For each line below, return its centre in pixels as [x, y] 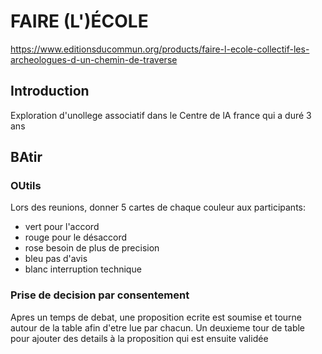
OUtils [26, 186]
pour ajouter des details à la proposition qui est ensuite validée [139, 338]
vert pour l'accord [62, 227]
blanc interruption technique [83, 269]
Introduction [50, 91]
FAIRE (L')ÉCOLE [79, 21]
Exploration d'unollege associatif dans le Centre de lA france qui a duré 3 [161, 115]
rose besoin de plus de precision [92, 248]
